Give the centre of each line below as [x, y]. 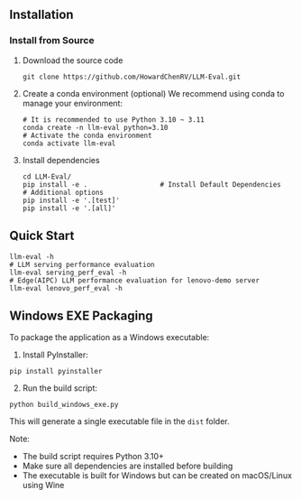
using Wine [43, 485]
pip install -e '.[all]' [69, 208]
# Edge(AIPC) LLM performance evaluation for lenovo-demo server [134, 280]
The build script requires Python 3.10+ [93, 457]
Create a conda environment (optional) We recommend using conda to [153, 93]
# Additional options [63, 192]
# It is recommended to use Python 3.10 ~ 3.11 [113, 120]
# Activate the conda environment [87, 135]
